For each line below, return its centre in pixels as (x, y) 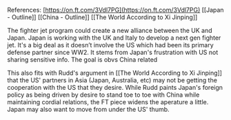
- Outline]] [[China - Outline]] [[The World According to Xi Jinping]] (102, 17)
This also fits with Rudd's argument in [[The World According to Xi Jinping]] (115, 73)
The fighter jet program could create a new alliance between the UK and (110, 31)
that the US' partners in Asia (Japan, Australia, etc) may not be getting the (112, 80)
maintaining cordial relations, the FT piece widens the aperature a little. (108, 102)
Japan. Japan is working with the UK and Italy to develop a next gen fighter (114, 38)
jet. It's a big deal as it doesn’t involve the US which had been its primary (110, 45)
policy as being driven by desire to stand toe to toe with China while (103, 95)
